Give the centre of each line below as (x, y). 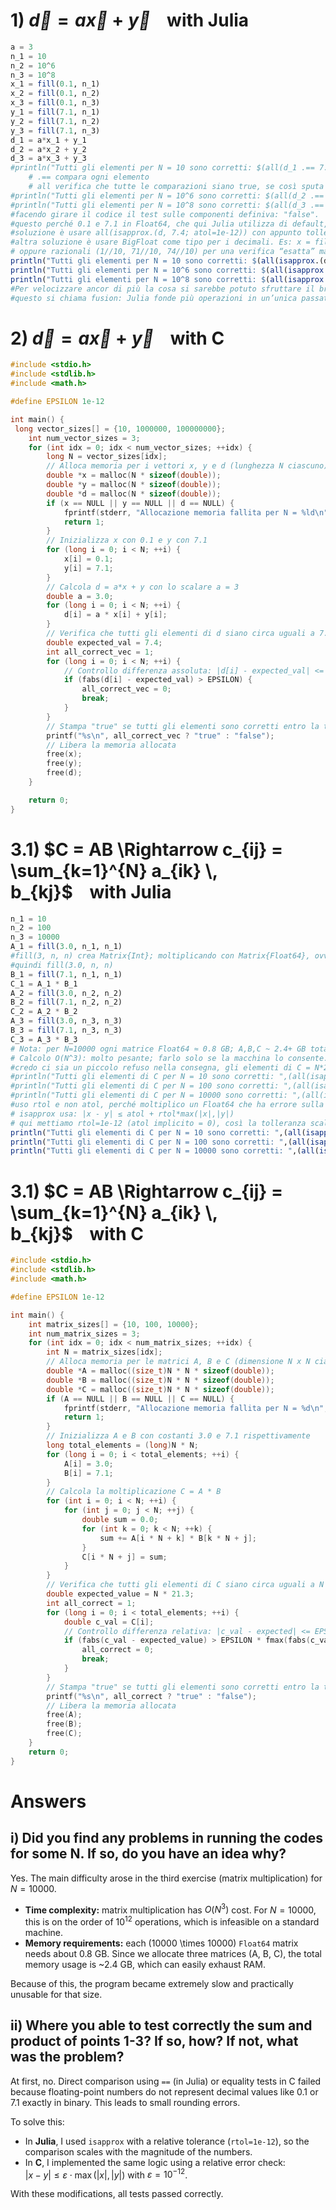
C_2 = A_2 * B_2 (44, 1012)
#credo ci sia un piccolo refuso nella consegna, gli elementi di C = (160, 1067)
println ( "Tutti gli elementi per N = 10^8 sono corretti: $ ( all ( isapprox (167, 279)
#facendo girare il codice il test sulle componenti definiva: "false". (165, 214)
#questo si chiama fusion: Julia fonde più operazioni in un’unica (154, 298)
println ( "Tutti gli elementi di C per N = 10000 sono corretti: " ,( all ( (165, 1151)
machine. (44, 1932)
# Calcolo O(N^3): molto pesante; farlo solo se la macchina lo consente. (169, 1058)
